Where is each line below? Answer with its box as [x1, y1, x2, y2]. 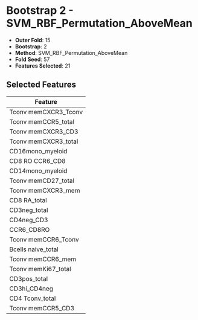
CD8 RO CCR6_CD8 [9, 156, 66, 165]
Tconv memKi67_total [9, 264, 71, 273]
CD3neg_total [9, 206, 48, 214]
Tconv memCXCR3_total [9, 137, 78, 146]
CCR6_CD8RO [9, 225, 50, 234]
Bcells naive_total [9, 245, 59, 254]
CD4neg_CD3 [9, 216, 48, 224]
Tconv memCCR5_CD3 [9, 304, 74, 312]
